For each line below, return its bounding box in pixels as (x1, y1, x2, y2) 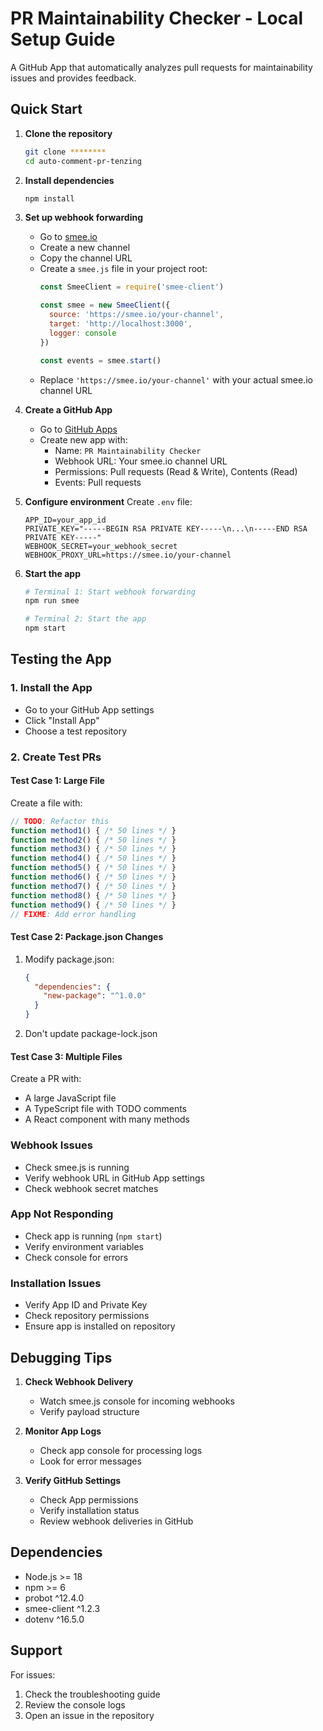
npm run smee (24, 596, 80, 606)
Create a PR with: (10, 1073, 82, 1085)
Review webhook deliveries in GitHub (39, 1515, 194, 1527)
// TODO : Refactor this (10, 816, 110, 826)
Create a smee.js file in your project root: (39, 263, 208, 275)
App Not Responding (10, 1207, 114, 1221)
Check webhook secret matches (24, 1182, 159, 1194)
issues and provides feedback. (10, 72, 137, 84)
